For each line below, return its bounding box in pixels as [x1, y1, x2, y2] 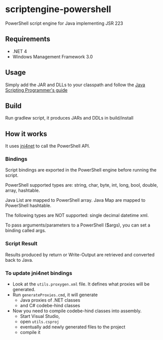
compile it [20, 329, 41, 335]
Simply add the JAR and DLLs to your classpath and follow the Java [5, 82, 145, 88]
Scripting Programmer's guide [5, 87, 68, 93]
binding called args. [5, 228, 46, 234]
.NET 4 [12, 48, 27, 54]
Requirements [5, 35, 50, 43]
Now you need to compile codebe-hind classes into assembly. [12, 308, 142, 314]
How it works [5, 130, 47, 138]
